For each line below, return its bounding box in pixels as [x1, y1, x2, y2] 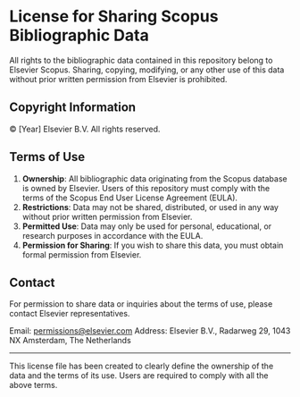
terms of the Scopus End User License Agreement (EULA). [21, 192, 238, 203]
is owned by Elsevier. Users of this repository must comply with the [21, 182, 271, 193]
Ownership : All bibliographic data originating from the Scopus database [21, 173, 287, 184]
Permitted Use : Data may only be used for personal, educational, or [21, 221, 272, 232]
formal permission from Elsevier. [21, 249, 142, 260]
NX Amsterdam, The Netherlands [9, 335, 131, 346]
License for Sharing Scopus [9, 6, 219, 27]
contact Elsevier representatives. [9, 308, 130, 319]
